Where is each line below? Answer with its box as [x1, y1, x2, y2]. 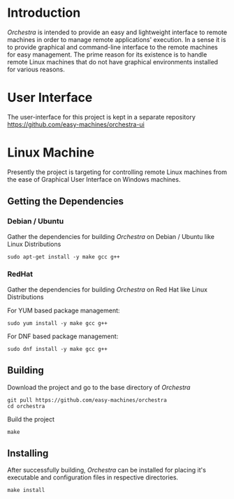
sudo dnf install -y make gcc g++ [7, 345, 108, 352]
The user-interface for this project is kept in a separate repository [7, 113, 196, 121]
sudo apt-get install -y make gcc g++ [7, 253, 120, 260]
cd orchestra [7, 403, 45, 410]
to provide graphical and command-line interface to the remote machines [7, 43, 219, 51]
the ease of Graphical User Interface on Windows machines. [7, 175, 181, 183]
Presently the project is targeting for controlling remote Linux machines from [7, 168, 227, 176]
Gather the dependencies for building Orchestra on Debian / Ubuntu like [7, 232, 215, 240]
